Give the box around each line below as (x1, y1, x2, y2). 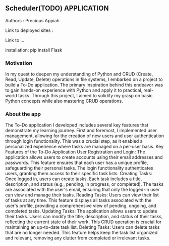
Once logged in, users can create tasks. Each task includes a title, (5, 176, 142, 182)
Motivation (5, 59, 33, 66)
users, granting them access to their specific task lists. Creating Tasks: (5, 171, 152, 177)
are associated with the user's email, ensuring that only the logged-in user (5, 187, 160, 193)
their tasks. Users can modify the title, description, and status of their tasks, (5, 214, 163, 220)
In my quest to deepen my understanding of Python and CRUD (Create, (5, 71, 153, 77)
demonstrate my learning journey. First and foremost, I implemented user (5, 128, 157, 134)
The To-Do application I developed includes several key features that (5, 122, 149, 128)
